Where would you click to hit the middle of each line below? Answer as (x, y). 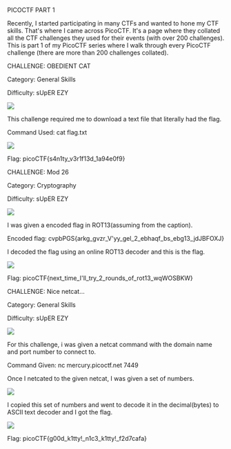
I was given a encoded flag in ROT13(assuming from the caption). (100, 225)
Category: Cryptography (42, 185)
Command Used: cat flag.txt (47, 132)
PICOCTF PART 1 (31, 10)
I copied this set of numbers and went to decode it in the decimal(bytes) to (113, 405)
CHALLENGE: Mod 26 (38, 172)
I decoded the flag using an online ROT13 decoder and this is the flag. (106, 252)
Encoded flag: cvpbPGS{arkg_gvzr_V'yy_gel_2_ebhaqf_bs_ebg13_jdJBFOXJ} (116, 238)
